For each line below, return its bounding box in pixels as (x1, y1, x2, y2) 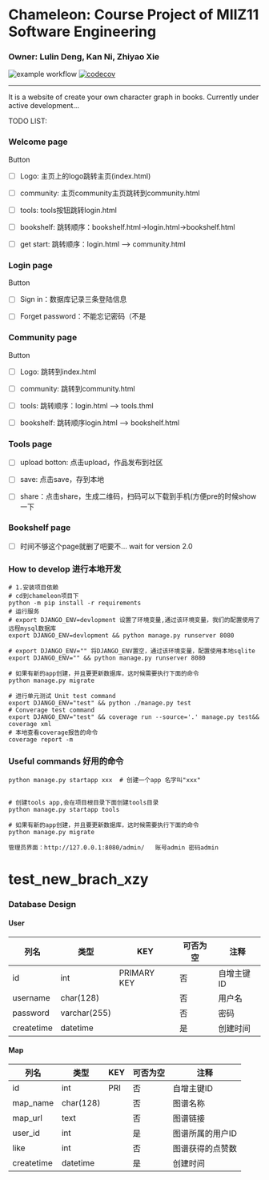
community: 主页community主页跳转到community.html (19, 188, 200, 198)
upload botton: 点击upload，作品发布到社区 (19, 458, 163, 468)
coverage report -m (8, 736, 74, 744)
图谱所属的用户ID (172, 1128, 238, 1139)
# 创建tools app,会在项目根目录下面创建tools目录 (8, 798, 159, 806)
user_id (12, 1127, 40, 1138)
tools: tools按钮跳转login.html (19, 205, 118, 215)
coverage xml (8, 720, 52, 728)
